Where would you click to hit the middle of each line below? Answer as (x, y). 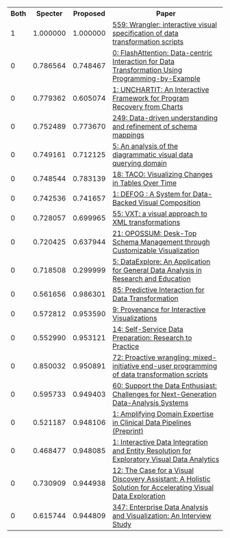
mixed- (205, 357)
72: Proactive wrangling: (152, 357)
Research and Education (152, 279)
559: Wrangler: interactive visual (165, 25)
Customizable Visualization (156, 251)
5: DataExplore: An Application (162, 261)
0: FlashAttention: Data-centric (163, 53)
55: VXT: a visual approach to (160, 214)
